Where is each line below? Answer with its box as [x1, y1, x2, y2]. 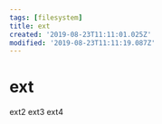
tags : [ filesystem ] [9, 13, 83, 22]
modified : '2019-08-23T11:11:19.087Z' [9, 38, 156, 48]
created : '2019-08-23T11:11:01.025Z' [9, 30, 152, 39]
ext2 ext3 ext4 [9, 107, 63, 118]
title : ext [9, 22, 51, 31]
